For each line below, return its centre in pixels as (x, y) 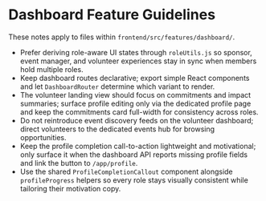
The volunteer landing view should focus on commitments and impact (135, 94)
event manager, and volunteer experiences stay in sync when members (138, 61)
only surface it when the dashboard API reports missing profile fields (133, 155)
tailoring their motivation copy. (70, 188)
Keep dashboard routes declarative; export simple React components (135, 78)
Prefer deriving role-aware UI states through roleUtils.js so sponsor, (136, 52)
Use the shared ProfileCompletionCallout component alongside (126, 171)
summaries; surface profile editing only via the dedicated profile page (135, 103)
